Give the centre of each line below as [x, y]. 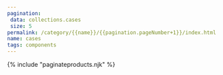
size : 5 [21, 26]
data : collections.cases [45, 20]
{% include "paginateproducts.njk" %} [61, 64]
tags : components [32, 45]
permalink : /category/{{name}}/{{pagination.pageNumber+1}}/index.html [111, 32]
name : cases [24, 39]
